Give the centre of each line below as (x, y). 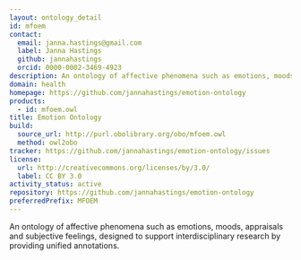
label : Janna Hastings (60, 51)
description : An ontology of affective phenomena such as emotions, (140, 76)
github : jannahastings (60, 59)
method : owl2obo (47, 143)
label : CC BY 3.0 (50, 176)
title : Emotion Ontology (56, 117)
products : (28, 101)
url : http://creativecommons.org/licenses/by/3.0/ (114, 168)
